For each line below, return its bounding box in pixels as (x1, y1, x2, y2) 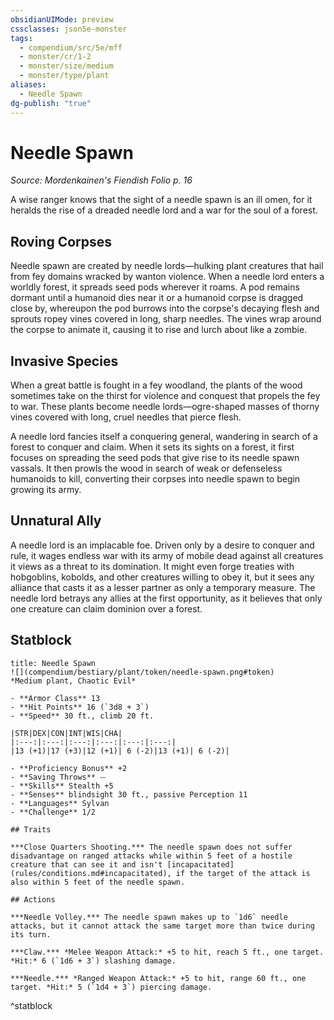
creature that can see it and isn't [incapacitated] (10, 859, 235, 870)
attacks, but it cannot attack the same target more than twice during (10, 921, 315, 931)
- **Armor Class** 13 (10, 693, 101, 703)
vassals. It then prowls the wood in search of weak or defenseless (10, 462, 283, 475)
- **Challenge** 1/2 (10, 807, 97, 817)
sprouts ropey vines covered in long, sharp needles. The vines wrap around (10, 313, 322, 325)
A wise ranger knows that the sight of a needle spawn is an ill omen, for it (10, 194, 313, 206)
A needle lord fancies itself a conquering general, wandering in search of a (10, 431, 318, 443)
